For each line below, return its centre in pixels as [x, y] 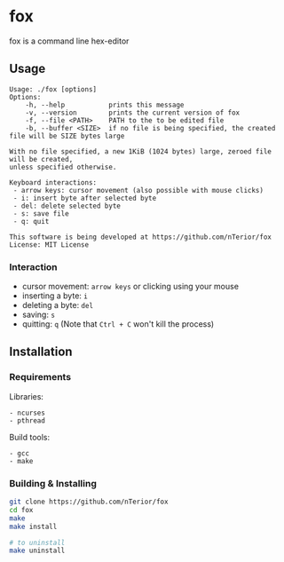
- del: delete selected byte [67, 206]
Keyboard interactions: [53, 182]
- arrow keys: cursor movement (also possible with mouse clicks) [138, 190]
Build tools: [30, 437]
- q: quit [31, 221]
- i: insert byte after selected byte [85, 198]
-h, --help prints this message [105, 105]
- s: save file [41, 214]
